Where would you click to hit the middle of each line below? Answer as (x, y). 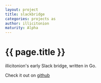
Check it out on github (27, 75)
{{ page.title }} (35, 52)
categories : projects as (30, 19)
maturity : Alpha (22, 28)
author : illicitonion (27, 23)
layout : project (22, 10)
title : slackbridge (25, 14)
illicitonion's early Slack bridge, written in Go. (51, 66)
